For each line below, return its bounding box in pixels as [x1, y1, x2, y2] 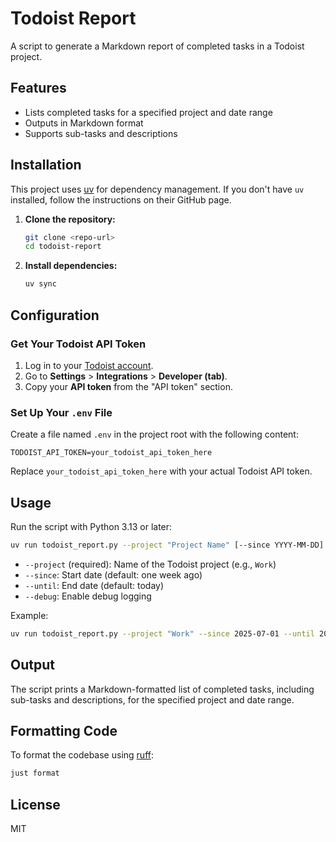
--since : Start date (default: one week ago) [24, 568, 203, 581]
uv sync [24, 279, 57, 289]
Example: [10, 609, 49, 621]
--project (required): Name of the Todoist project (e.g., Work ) [24, 558, 277, 570]
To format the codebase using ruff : [10, 749, 154, 761]
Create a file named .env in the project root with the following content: [10, 428, 299, 441]
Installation [10, 157, 82, 174]
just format [10, 768, 60, 779]
